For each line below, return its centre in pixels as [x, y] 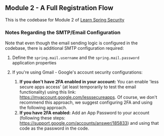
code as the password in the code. [54, 128]
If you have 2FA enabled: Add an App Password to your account [84, 113]
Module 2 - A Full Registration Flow [59, 8]
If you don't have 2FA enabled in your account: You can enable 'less [89, 82]
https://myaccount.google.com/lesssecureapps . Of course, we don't [88, 97]
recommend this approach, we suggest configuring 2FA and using [86, 102]
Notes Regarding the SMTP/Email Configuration [63, 32]
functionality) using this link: [48, 92]
